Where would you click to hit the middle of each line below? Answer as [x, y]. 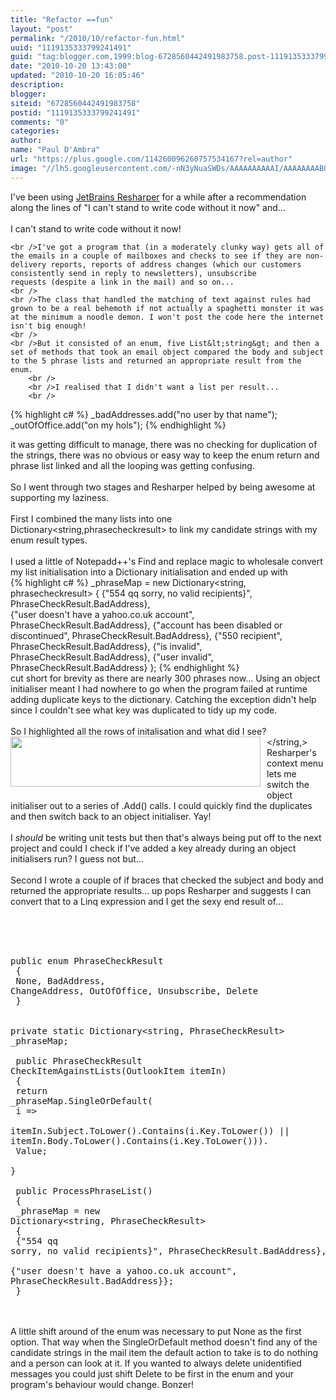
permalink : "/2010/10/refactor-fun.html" [98, 38]
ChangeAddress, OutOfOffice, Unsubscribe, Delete [134, 990]
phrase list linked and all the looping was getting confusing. [132, 465]
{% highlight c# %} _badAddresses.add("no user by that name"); [144, 414]
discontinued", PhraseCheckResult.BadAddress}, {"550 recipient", [146, 635]
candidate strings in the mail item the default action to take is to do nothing [164, 1352]
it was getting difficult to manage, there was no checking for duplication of [164, 444]
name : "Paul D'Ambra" [55, 150]
